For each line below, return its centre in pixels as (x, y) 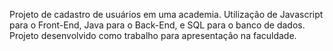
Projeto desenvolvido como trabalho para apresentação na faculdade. (153, 35)
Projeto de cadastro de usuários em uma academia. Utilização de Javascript (166, 14)
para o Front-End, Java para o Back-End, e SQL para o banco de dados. (157, 25)
